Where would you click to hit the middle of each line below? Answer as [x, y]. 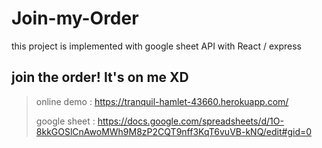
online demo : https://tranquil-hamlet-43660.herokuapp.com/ [162, 101]
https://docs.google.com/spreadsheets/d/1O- [190, 121]
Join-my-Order [75, 18]
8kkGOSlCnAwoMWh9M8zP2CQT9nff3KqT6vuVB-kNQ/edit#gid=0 [174, 131]
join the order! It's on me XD [100, 77]
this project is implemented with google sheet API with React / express [157, 46]
